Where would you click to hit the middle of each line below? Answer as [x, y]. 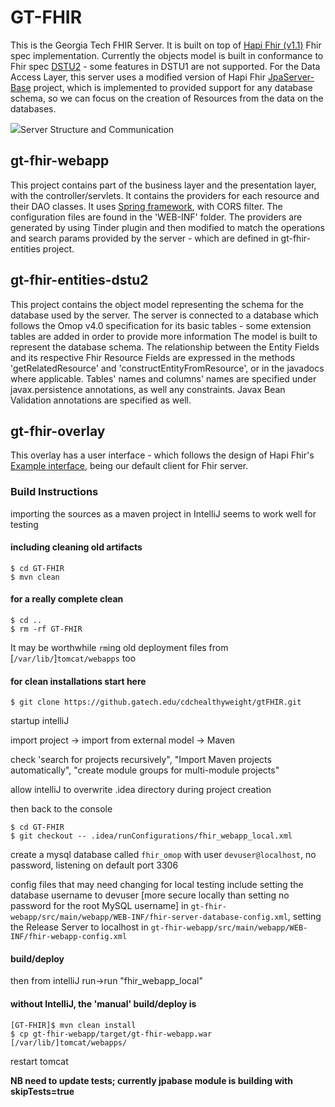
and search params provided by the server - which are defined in [144, 238]
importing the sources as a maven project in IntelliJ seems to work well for [163, 513]
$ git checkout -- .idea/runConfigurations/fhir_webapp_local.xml [151, 836]
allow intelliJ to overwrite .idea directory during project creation [141, 790]
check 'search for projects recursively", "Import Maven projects [141, 760]
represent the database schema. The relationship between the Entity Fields [165, 347]
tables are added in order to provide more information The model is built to [164, 336]
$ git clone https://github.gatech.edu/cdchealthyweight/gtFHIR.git [156, 702]
